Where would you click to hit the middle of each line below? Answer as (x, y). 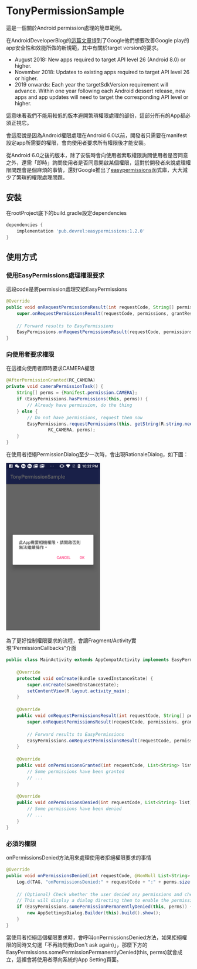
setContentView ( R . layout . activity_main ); (79, 691)
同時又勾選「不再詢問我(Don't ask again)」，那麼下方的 (82, 945)
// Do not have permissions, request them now (85, 417)
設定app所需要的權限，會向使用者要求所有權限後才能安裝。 (78, 142)
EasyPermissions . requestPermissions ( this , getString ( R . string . (106, 424)
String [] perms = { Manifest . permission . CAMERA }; (77, 393)
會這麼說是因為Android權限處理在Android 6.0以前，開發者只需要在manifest (97, 135)
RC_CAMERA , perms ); (72, 430)
